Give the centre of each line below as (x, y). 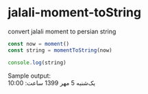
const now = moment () (39, 44)
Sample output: (29, 76)
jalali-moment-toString (75, 13)
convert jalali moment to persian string (62, 31)
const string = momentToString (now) (60, 50)
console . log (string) (37, 63)
